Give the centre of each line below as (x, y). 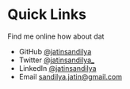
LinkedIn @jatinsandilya (57, 68)
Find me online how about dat (56, 36)
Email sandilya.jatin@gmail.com (70, 76)
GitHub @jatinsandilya (55, 51)
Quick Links (47, 15)
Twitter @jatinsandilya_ (57, 60)
